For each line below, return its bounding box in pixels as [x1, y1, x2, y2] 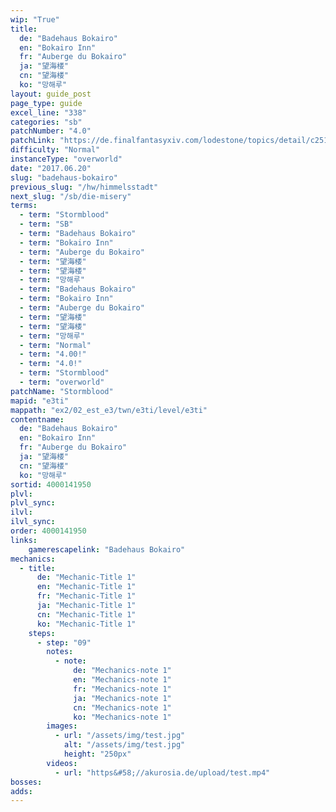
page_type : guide [10, 98, 83, 108]
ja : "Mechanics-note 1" [73, 693, 172, 703]
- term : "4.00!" [19, 349, 87, 360]
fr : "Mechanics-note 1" [73, 684, 172, 694]
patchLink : [10, 136, 56, 146]
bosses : [10, 777, 43, 787]
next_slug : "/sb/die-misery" [10, 191, 132, 201]
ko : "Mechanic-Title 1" [36, 619, 137, 629]
